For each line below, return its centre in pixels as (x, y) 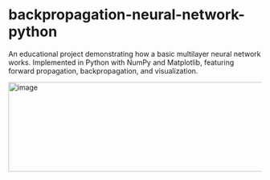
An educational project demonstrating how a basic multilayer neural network (135, 54)
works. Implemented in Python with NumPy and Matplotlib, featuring (121, 62)
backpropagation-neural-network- (127, 15)
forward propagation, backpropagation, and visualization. (103, 70)
